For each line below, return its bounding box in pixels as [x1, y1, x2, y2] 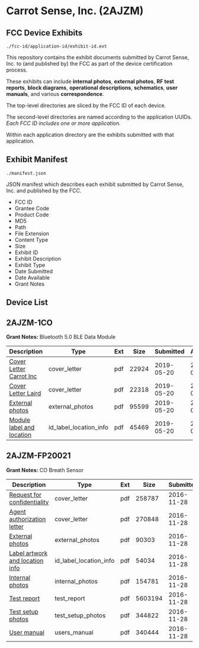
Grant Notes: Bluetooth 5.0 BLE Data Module [6, 333, 116, 341]
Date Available [14, 274, 50, 281]
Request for [9, 490, 42, 499]
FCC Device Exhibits [6, 28, 83, 38]
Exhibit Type [14, 261, 46, 268]
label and [9, 424, 35, 432]
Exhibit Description [14, 255, 61, 262]
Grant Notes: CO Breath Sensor [6, 466, 84, 473]
